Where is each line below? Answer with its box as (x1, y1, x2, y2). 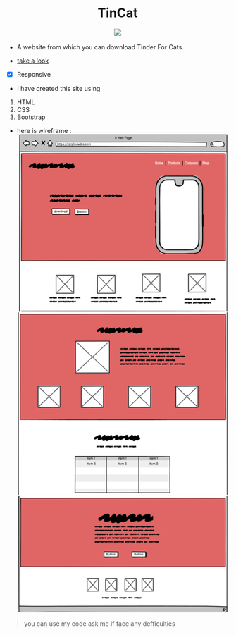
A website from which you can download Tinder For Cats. (16, 42, 184, 51)
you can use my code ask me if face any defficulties (23, 619, 175, 628)
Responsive (16, 70, 51, 78)
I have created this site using (16, 85, 101, 92)
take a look (16, 56, 49, 65)
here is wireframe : (16, 127, 72, 135)
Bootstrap (16, 113, 46, 121)
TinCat (97, 5, 138, 21)
